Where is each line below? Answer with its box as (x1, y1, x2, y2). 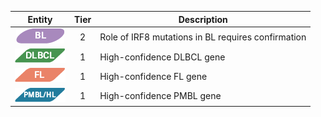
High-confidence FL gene (99, 70, 208, 82)
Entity (27, 13, 53, 25)
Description (178, 13, 228, 25)
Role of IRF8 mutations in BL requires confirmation (99, 31, 307, 43)
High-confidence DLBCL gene (99, 51, 226, 63)
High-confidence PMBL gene (99, 90, 222, 101)
